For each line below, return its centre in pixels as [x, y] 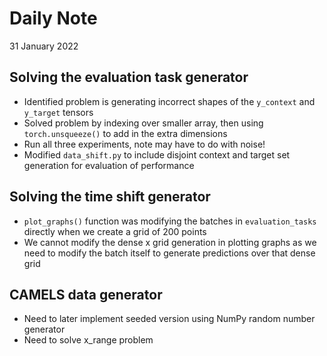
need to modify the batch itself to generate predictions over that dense [169, 253]
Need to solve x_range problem [88, 340]
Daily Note [53, 18]
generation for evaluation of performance [109, 165]
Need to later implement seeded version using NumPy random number [169, 319]
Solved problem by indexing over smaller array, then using [143, 123]
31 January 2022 [44, 46]
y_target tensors [58, 112]
